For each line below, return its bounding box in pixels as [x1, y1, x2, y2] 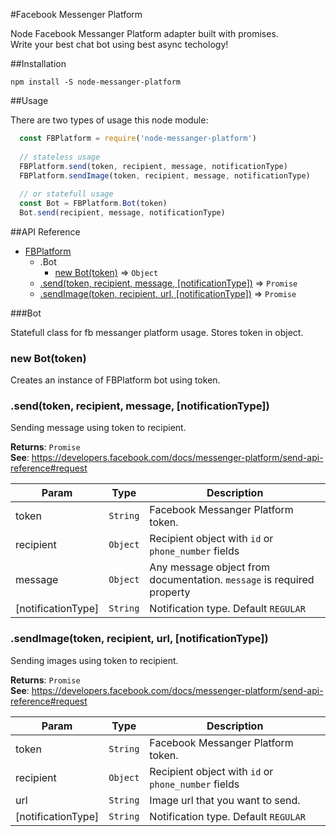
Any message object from [149, 560, 271, 574]
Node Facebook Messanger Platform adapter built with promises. [10, 28, 279, 39]
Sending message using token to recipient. [10, 422, 187, 434]
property [149, 585, 191, 599]
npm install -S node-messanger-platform [10, 77, 182, 87]
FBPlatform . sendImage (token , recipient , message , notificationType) [19, 170, 311, 181]
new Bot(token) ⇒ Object [54, 266, 159, 278]
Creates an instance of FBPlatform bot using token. [10, 374, 221, 386]
